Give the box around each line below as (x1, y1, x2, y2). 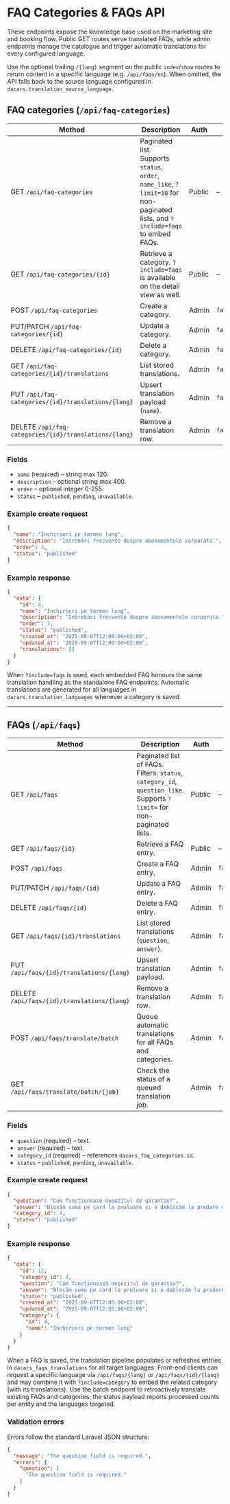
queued (136, 1083, 162, 1092)
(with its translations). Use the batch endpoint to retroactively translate (7, 1385, 207, 1394)
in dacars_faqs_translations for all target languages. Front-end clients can (7, 1363, 218, 1372)
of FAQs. (136, 760, 164, 769)
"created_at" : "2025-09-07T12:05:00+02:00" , (19, 1299, 149, 1306)
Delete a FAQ (136, 899, 179, 908)
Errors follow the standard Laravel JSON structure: (7, 1433, 150, 1441)
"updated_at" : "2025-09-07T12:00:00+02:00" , (19, 639, 149, 646)
